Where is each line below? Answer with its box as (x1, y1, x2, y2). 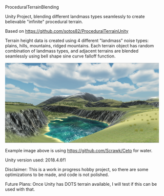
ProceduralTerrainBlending (5, 4, 60, 10)
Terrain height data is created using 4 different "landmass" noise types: (5, 38, 149, 43)
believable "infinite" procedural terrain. (5, 19, 83, 24)
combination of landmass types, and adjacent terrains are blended (5, 48, 139, 54)
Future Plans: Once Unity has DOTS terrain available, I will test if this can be (5, 181, 157, 187)
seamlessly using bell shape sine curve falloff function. (5, 53, 116, 59)
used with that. (5, 186, 35, 192)
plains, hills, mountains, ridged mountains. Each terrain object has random (5, 43, 154, 48)
